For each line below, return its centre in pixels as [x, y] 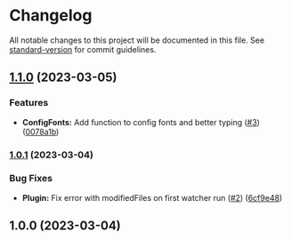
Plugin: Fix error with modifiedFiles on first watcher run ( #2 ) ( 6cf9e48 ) [152, 197]
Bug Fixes [31, 179]
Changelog [51, 16]
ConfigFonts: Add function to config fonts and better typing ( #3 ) [141, 122]
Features [29, 103]
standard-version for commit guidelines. [83, 49]
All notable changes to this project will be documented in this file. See [137, 40]
